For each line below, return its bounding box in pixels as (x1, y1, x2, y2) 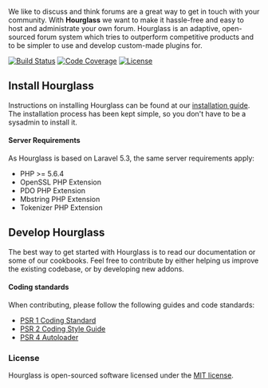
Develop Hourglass (8, 226, 105, 240)
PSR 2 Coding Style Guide (19, 324, 106, 334)
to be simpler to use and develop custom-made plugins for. (8, 41, 203, 50)
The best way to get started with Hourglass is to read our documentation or (8, 247, 256, 256)
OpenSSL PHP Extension (19, 177, 102, 187)
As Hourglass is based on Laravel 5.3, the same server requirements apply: (8, 153, 255, 163)
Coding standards (8, 283, 69, 292)
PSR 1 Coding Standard (19, 315, 97, 326)
